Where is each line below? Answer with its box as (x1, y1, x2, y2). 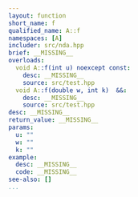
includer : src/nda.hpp (8, 42, 84, 50)
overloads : (8, 57, 45, 65)
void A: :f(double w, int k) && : (15, 86, 128, 94)
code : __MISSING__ (15, 168, 78, 176)
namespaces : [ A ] (8, 34, 63, 42)
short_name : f (8, 19, 56, 27)
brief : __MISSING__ (8, 49, 74, 57)
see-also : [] (8, 175, 52, 184)
